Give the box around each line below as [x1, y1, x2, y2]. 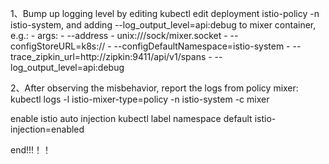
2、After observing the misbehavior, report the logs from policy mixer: [10, 82, 299, 94]
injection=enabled [10, 123, 85, 135]
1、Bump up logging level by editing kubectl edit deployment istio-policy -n [10, 8, 320, 19]
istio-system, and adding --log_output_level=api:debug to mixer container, [10, 19, 317, 31]
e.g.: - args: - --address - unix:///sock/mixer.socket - [10, 30, 228, 41]
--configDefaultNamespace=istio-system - [113, 40, 291, 52]
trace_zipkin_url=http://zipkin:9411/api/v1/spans [10, 51, 207, 62]
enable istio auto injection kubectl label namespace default [10, 113, 253, 124]
